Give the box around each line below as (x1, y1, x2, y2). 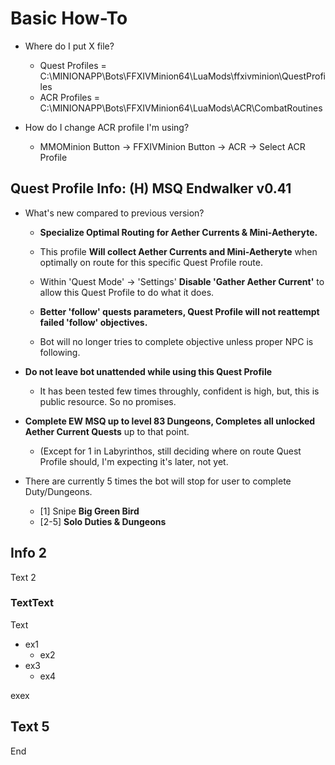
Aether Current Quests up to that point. (24, 425, 190, 437)
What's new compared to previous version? (24, 207, 205, 219)
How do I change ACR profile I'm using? (24, 121, 190, 133)
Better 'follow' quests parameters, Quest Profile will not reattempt (39, 305, 320, 317)
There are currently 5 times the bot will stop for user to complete (24, 475, 292, 487)
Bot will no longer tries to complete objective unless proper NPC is (39, 335, 314, 347)
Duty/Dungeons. (24, 485, 93, 497)
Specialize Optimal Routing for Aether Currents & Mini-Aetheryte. (39, 226, 318, 238)
